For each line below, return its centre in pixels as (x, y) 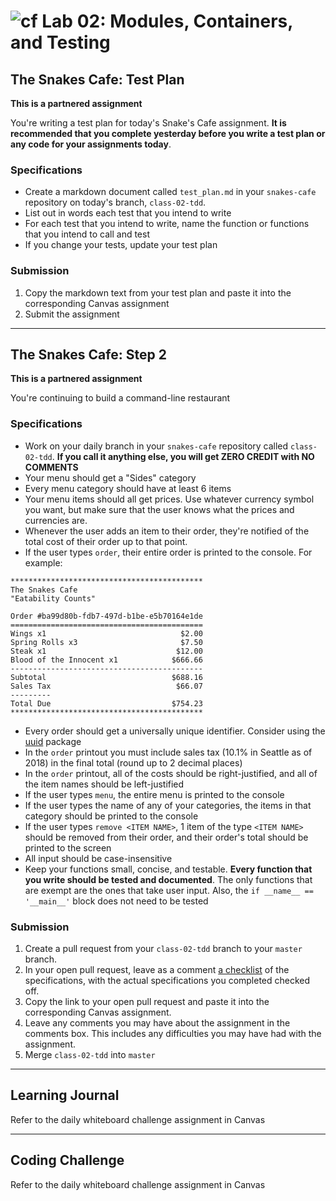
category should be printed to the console (111, 816)
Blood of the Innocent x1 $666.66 (106, 660)
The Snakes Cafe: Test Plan (97, 79)
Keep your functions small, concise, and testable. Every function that (168, 869)
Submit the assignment (72, 314)
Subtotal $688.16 (106, 677)
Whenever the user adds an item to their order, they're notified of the (167, 531)
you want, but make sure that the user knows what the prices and (159, 509)
